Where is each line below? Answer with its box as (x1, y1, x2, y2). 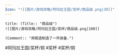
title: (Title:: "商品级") (5, 21, 57, 26)
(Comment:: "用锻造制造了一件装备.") (5, 36, 74, 41)
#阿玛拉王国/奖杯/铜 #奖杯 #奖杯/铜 (5, 44, 75, 51)
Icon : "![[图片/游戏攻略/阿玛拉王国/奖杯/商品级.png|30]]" (5, 7, 115, 12)
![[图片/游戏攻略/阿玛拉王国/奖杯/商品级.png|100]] (5, 26, 100, 31)
